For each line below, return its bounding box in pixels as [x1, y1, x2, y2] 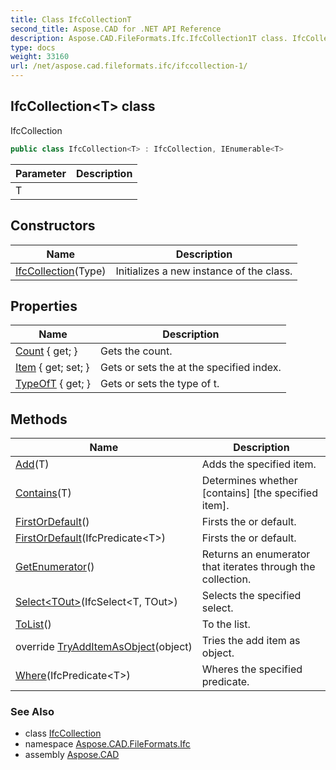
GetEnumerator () [15, 560, 95, 574]
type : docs [10, 42, 56, 53]
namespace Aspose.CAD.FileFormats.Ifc [24, 738, 191, 750]
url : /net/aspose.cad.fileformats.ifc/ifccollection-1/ [10, 61, 248, 71]
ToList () [15, 617, 52, 631]
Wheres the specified [201, 662, 303, 676]
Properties [10, 297, 78, 315]
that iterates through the [201, 560, 316, 574]
